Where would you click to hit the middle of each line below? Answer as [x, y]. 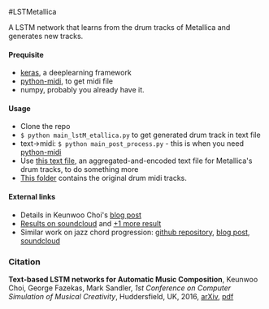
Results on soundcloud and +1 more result [91, 223]
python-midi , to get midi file [67, 81]
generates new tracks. [46, 36]
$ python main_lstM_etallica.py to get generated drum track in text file [141, 135]
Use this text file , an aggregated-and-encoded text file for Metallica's [136, 161]
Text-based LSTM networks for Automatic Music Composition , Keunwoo [133, 279]
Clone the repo [45, 127]
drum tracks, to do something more [79, 170]
